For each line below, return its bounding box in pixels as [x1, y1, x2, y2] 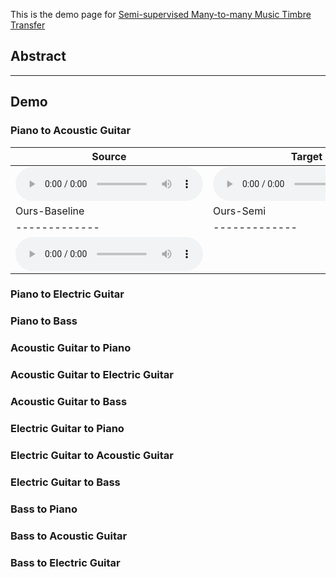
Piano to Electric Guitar [10, 287, 125, 301]
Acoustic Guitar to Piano [10, 341, 132, 355]
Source [91, 149, 127, 163]
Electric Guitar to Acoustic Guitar [10, 448, 175, 462]
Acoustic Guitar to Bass [10, 395, 128, 409]
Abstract [10, 48, 67, 65]
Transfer [10, 19, 46, 31]
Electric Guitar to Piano [10, 422, 125, 436]
